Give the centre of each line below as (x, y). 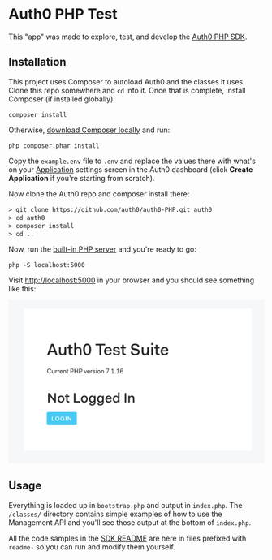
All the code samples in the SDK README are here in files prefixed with (127, 538)
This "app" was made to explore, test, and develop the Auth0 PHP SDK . (128, 37)
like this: (22, 288)
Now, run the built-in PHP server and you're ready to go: (102, 249)
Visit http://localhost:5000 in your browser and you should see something (132, 280)
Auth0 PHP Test (63, 14)
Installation (37, 62)
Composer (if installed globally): (62, 99)
